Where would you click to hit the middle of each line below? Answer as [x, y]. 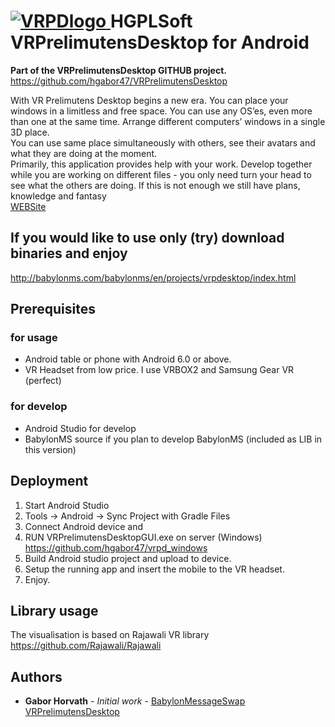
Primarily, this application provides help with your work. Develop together [161, 164]
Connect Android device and [83, 526]
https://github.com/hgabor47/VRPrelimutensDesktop [119, 81]
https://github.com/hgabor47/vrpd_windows [116, 547]
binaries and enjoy [69, 253]
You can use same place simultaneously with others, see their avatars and [163, 142]
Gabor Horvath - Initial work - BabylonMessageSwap [135, 701]
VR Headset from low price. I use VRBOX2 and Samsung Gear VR [159, 370]
